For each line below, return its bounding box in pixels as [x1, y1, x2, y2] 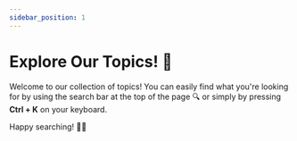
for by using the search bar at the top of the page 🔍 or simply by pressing [9, 91, 282, 102]
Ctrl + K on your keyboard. [9, 104, 108, 114]
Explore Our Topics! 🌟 [9, 51, 173, 71]
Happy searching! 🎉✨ [9, 121, 87, 132]
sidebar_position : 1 [9, 12, 87, 22]
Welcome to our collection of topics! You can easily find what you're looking [9, 81, 289, 92]
